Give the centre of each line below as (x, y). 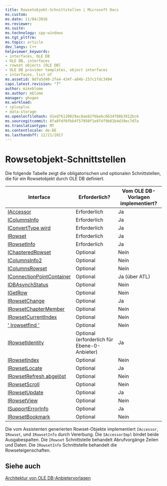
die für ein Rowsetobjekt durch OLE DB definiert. (55, 179)
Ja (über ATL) (134, 277)
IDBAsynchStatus (28, 285)
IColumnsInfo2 (25, 261)
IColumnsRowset (27, 269)
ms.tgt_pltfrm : (21, 38)
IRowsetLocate (25, 368)
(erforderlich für (94, 339)
